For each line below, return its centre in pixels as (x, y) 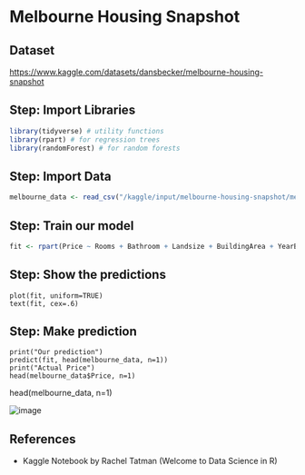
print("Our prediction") (56, 352)
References (43, 439)
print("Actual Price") (52, 368)
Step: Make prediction (74, 332)
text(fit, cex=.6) (44, 303)
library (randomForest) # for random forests (95, 148)
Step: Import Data (60, 176)
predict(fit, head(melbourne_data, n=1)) (89, 361)
